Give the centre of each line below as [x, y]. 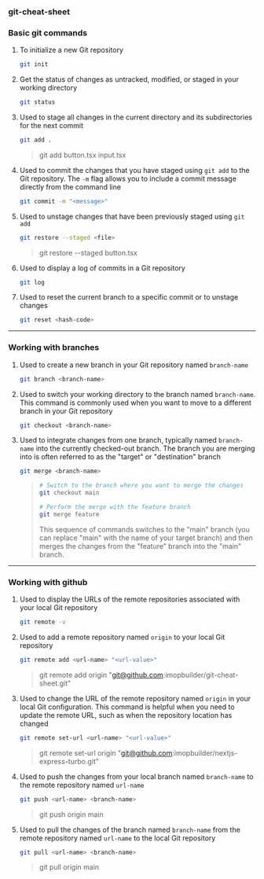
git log [32, 282]
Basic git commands [48, 32]
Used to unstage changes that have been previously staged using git [132, 216]
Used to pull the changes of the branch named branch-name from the [130, 829]
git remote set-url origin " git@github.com [106, 752]
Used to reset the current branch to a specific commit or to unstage [129, 297]
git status [37, 102]
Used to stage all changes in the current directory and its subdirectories [136, 117]
